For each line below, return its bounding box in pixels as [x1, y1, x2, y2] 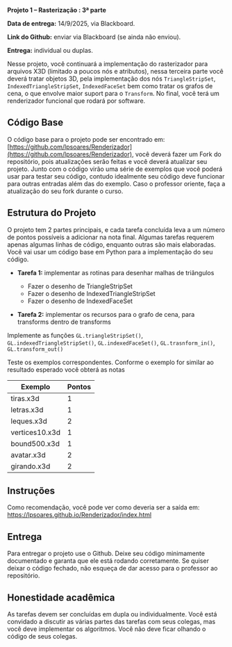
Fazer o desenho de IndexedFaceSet [27, 297, 133, 305]
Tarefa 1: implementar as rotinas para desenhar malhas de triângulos [17, 268, 215, 277]
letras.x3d [10, 404, 44, 414]
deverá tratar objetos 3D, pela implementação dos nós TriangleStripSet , [7, 74, 216, 83]
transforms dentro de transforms [17, 318, 111, 326]
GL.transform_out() [7, 345, 64, 353]
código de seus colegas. [7, 632, 78, 641]
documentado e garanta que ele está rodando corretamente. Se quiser [7, 557, 210, 565]
